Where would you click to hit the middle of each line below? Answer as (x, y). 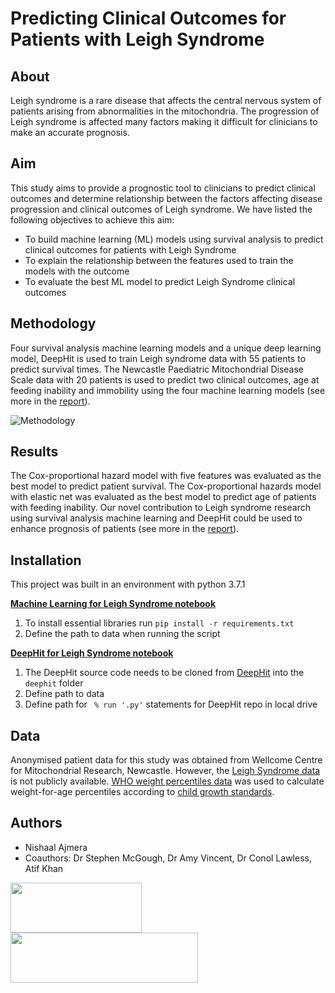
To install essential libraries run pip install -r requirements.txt (159, 623)
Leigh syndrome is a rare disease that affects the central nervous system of (166, 100)
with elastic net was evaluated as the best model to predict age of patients (163, 497)
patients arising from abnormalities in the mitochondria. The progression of (165, 111)
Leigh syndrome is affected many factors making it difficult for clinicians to (164, 121)
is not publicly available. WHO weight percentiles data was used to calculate (167, 781)
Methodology (53, 323)
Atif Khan (44, 868)
